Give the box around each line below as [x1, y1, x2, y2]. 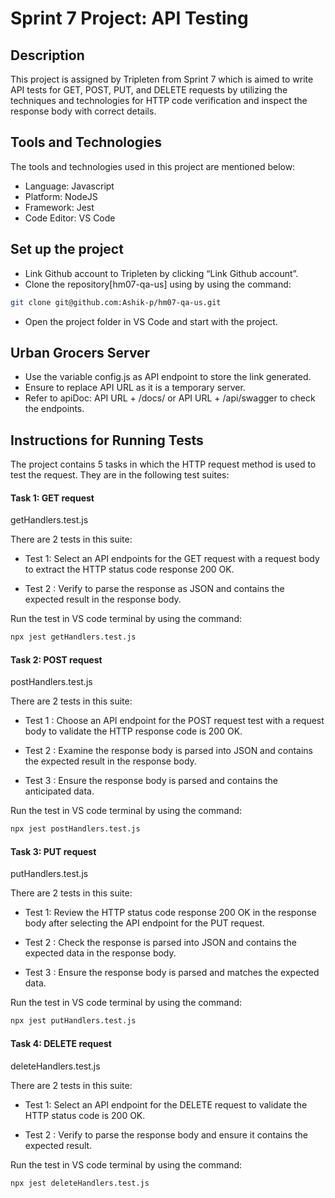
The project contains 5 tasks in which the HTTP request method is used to [10, 458, 317, 471]
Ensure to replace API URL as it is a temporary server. [24, 382, 246, 394]
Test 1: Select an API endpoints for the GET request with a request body [24, 553, 320, 565]
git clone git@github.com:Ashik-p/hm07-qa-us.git [10, 297, 222, 307]
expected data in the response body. [24, 947, 177, 959]
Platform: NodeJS [24, 190, 98, 202]
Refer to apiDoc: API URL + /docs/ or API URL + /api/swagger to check [24, 392, 316, 404]
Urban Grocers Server [10, 344, 151, 361]
